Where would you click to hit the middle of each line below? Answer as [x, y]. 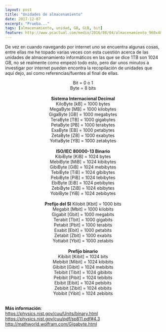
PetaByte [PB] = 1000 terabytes [83, 125]
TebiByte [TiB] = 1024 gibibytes [83, 172]
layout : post [19, 10]
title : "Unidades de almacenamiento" [44, 14]
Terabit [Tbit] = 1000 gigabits [83, 220]
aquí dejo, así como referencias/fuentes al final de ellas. [62, 73]
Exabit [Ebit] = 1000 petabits [83, 230]
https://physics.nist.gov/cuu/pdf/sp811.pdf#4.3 [53, 319]
